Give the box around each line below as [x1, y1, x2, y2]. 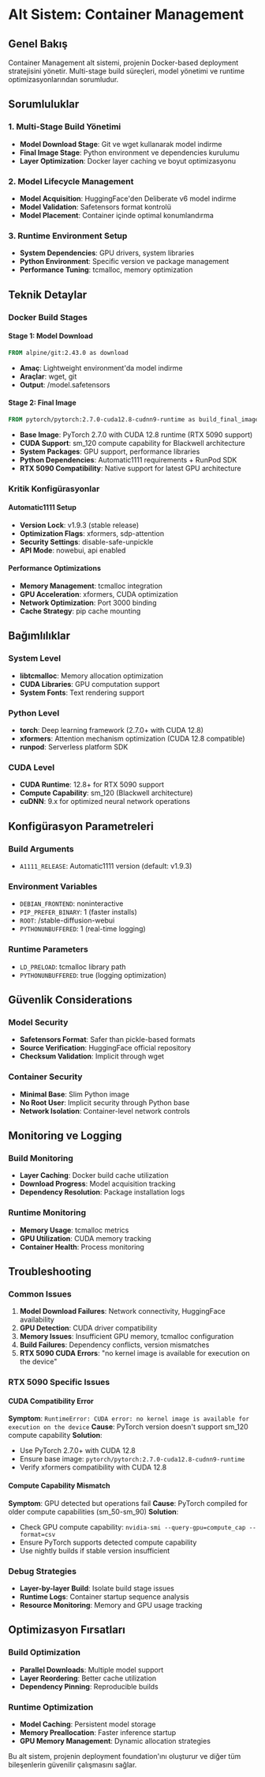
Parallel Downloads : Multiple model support [19, 1665, 164, 1674]
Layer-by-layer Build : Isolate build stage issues [19, 1583, 175, 1593]
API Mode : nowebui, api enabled [19, 545, 126, 555]
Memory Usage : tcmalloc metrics [19, 1225, 129, 1235]
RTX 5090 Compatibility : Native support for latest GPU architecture [19, 463, 242, 473]
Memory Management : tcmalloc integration [19, 581, 163, 590]
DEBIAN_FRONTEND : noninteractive [19, 899, 124, 908]
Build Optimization [8, 1647, 81, 1658]
